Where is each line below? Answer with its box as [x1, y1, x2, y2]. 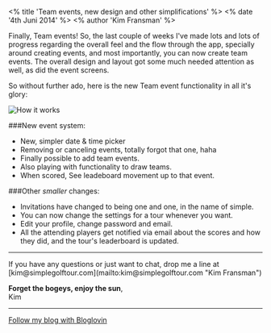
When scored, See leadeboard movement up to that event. [19, 171, 215, 180]
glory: [8, 89, 28, 99]
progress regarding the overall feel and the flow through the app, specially [8, 40, 256, 49]
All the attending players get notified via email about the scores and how [19, 227, 261, 237]
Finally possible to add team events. [19, 153, 140, 163]
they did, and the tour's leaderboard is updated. [19, 236, 179, 245]
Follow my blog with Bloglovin [8, 315, 107, 325]
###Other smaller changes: [8, 186, 100, 196]
